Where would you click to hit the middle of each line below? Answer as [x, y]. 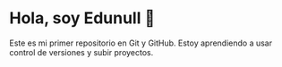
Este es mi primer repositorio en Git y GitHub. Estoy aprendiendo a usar [141, 43]
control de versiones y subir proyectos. [81, 52]
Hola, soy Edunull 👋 [82, 18]
